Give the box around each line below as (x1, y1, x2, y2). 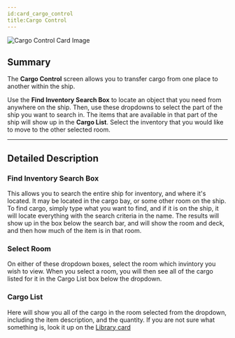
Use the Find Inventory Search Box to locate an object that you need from (7, 96, 222, 104)
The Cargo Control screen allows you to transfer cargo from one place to (7, 75, 218, 83)
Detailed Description (7, 152, 99, 164)
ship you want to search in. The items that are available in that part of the (7, 111, 218, 119)
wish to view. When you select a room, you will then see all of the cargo (7, 267, 213, 276)
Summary (7, 56, 51, 68)
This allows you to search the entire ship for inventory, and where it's (7, 190, 206, 197)
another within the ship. (7, 82, 76, 91)
